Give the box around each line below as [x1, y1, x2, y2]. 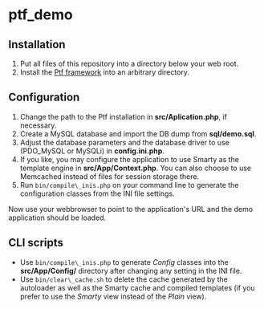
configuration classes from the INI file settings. [19, 189, 175, 198]
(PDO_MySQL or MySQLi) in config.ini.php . [19, 146, 164, 156]
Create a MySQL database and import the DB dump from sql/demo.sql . [19, 128, 257, 138]
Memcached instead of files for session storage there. [19, 171, 199, 181]
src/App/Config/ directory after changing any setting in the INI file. [19, 266, 242, 275]
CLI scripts [8, 236, 64, 250]
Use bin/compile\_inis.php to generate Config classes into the [19, 257, 229, 266]
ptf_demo [8, 6, 74, 24]
